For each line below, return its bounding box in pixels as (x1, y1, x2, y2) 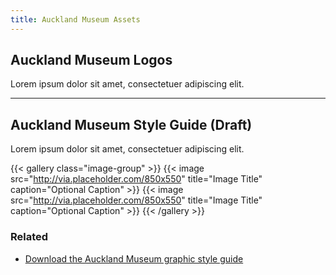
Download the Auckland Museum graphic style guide (24, 252, 244, 265)
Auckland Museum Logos (10, 52, 173, 69)
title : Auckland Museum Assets (10, 14, 141, 25)
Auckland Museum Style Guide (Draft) (10, 116, 253, 133)
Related (10, 230, 49, 244)
